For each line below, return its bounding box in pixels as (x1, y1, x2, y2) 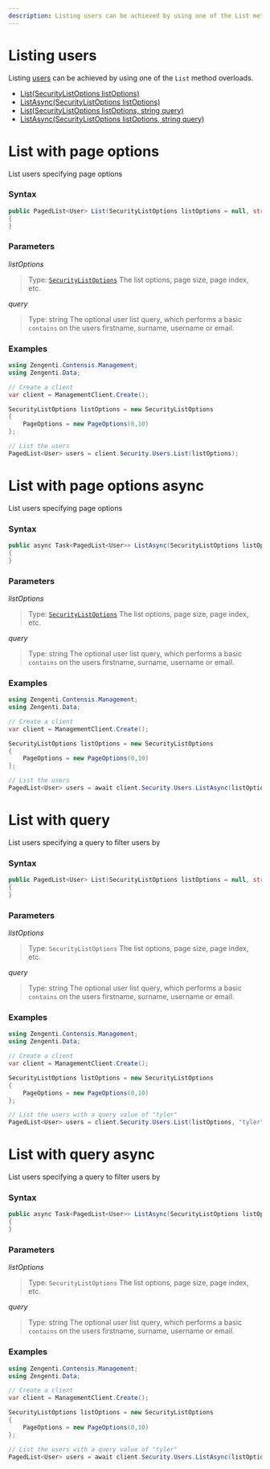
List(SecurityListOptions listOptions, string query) (19, 105, 184, 115)
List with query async (8, 1145, 155, 1164)
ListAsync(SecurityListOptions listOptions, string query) (19, 114, 205, 124)
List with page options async (8, 476, 205, 495)
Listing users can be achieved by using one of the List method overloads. (8, 73, 254, 83)
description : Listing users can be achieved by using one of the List (8, 11, 250, 20)
